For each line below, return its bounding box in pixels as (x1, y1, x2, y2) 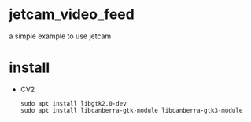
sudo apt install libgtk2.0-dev (20, 99, 127, 107)
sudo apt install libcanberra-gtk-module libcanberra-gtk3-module (20, 106, 243, 114)
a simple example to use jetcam (9, 31, 112, 41)
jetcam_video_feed (9, 5, 135, 23)
